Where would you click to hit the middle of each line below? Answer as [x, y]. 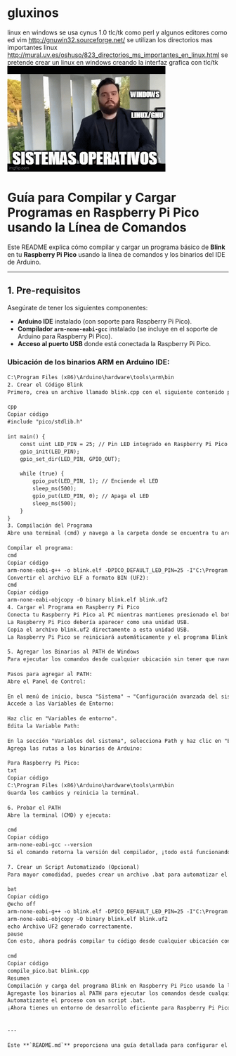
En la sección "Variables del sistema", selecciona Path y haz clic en [114, 741]
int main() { [26, 437]
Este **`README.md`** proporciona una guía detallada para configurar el [118, 1045]
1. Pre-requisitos [44, 291]
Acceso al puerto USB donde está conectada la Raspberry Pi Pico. [114, 343]
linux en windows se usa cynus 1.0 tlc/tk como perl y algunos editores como [117, 32]
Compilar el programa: [40, 548]
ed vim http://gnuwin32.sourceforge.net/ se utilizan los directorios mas [110, 39]
